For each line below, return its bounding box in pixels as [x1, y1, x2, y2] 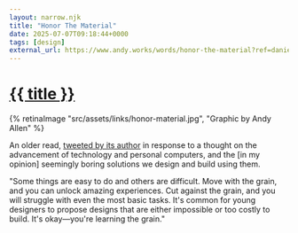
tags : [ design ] [9, 37, 66, 47]
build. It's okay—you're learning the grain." [9, 214, 166, 224]
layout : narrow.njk [9, 12, 82, 22]
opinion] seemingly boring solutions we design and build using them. [9, 159, 261, 169]
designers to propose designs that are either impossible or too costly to [9, 205, 271, 215]
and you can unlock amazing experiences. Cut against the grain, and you [9, 185, 277, 196]
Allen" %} [9, 123, 45, 134]
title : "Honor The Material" [9, 21, 117, 30]
